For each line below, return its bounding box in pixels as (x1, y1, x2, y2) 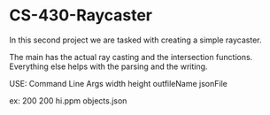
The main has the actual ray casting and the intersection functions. (9, 51, 253, 62)
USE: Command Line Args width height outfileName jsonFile (9, 78, 228, 88)
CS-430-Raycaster (9, 5, 153, 26)
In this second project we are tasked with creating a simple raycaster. (9, 34, 263, 45)
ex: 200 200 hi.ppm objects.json (9, 95, 127, 106)
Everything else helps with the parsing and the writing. (9, 61, 208, 72)
